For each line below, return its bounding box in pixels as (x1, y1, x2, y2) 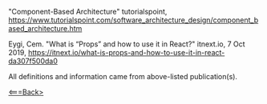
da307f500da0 (8, 56, 58, 66)
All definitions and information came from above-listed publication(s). (8, 72, 238, 81)
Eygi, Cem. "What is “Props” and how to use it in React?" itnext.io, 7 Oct (8, 39, 246, 49)
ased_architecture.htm (8, 24, 83, 33)
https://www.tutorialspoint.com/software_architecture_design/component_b (8, 15, 259, 25)
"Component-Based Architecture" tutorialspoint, (8, 7, 168, 16)
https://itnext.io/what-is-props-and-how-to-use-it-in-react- (27, 48, 225, 57)
